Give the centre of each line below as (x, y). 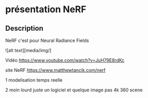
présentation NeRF (46, 9)
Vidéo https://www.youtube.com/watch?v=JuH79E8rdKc (65, 60)
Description (24, 28)
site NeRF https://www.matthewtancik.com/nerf (55, 70)
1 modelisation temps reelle (34, 80)
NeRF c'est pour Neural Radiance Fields (47, 40)
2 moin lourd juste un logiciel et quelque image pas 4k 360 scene (74, 90)
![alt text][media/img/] (28, 50)
